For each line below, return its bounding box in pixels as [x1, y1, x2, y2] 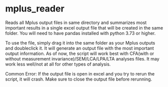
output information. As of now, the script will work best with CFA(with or [5, 50, 154, 56]
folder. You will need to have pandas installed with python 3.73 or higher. [5, 30, 156, 36]
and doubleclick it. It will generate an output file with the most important [5, 45, 154, 51]
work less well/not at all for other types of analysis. [5, 61, 111, 67]
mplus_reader [5, 3, 64, 14]
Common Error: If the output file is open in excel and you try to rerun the [5, 70, 155, 76]
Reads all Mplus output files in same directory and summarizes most [5, 19, 147, 25]
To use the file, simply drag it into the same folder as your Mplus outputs [5, 39, 155, 45]
